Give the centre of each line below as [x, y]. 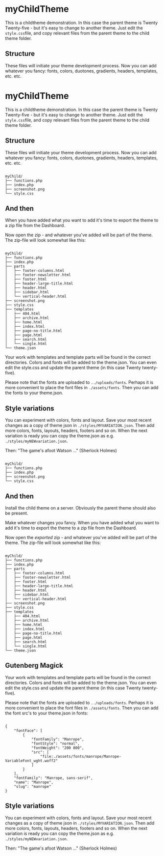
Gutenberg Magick [34, 666]
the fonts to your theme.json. [34, 393]
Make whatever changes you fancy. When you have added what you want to [82, 522]
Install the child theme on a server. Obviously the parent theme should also [80, 508]
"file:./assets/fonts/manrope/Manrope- [81, 756]
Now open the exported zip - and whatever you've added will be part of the [81, 537]
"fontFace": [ [28, 731]
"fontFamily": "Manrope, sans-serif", [53, 778]
